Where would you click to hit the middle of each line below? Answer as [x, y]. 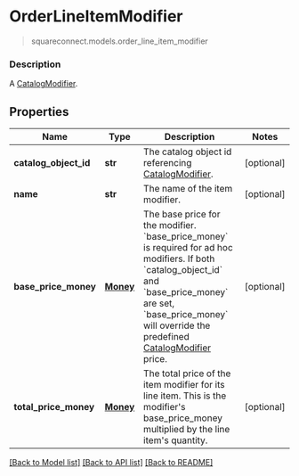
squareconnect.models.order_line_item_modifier [120, 41]
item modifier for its [184, 385]
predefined [166, 337]
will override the [177, 325]
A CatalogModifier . [44, 84]
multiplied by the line [187, 430]
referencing [168, 163]
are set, [159, 303]
